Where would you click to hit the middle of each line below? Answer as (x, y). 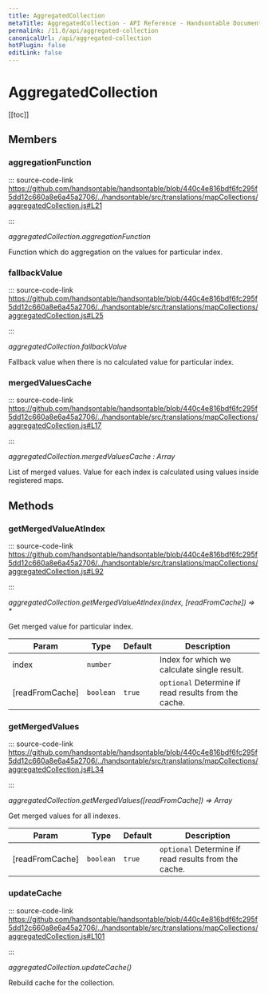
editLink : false (35, 53)
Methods (31, 506)
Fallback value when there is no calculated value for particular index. (121, 361)
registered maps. (36, 481)
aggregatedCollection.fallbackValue (68, 346)
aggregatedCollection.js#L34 (56, 769)
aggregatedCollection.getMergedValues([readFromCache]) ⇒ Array (120, 800)
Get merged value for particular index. (71, 626)
